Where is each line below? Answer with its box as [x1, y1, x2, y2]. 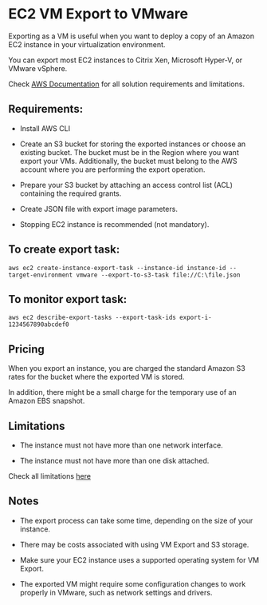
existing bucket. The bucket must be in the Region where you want [19, 147, 239, 157]
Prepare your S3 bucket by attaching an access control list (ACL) [19, 180, 234, 189]
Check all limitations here [8, 472, 92, 480]
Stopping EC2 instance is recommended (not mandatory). [19, 219, 210, 229]
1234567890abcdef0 [8, 320, 69, 328]
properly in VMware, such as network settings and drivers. [19, 587, 213, 597]
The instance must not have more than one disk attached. [19, 456, 210, 465]
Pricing [8, 342, 45, 356]
